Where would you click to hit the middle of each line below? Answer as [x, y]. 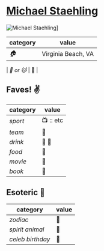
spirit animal [27, 229]
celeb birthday [30, 239]
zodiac [19, 219]
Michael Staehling [52, 11]
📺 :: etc [53, 120]
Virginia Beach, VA [68, 54]
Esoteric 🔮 [26, 192]
